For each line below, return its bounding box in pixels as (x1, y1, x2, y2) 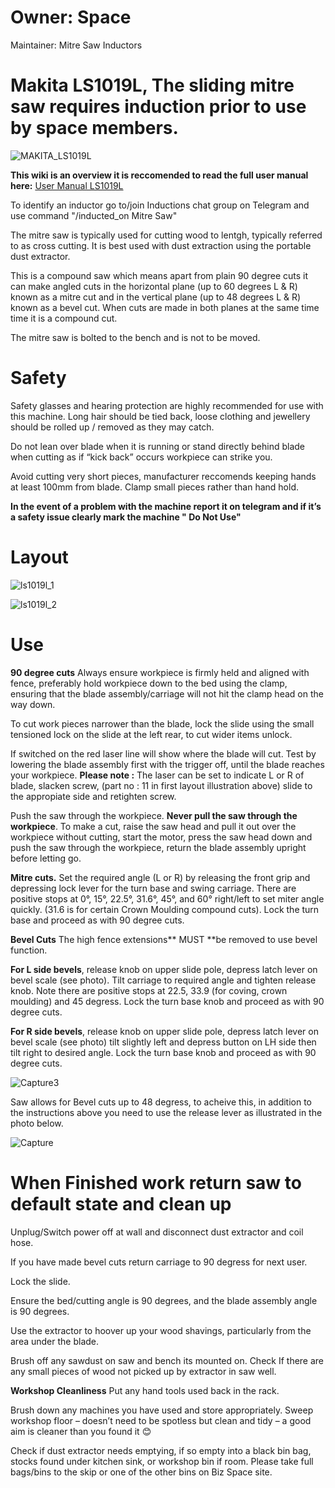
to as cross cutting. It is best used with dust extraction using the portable (10, 239, 312, 251)
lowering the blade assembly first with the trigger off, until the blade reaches (10, 758, 325, 770)
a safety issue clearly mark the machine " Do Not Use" (10, 511, 242, 523)
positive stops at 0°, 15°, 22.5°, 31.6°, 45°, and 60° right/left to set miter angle (10, 892, 325, 905)
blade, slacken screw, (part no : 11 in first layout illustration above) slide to (10, 779, 313, 791)
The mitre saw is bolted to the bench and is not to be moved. (10, 331, 261, 343)
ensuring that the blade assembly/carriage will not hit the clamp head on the (10, 687, 324, 700)
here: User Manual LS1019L (10, 179, 124, 191)
